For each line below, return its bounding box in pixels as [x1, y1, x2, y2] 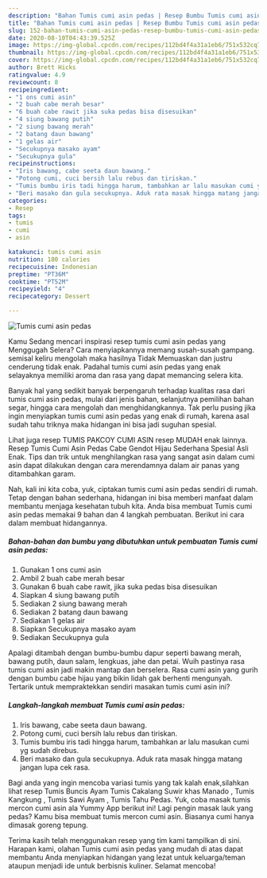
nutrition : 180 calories [8, 256, 91, 263]
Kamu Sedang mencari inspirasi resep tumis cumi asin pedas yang [8, 337, 226, 346]
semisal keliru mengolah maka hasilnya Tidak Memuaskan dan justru [8, 353, 233, 363]
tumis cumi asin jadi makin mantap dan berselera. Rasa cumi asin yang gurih [8, 665, 258, 674]
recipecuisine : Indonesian [8, 263, 98, 271]
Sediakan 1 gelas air [19, 615, 86, 625]
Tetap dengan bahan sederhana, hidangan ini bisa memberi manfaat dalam [8, 493, 253, 502]
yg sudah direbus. [19, 745, 79, 755]
